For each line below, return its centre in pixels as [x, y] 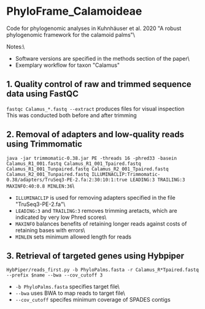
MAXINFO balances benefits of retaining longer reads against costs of [101, 223]
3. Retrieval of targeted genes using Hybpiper [95, 256]
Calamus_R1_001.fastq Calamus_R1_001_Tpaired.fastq [74, 164]
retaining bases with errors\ [50, 230]
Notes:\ [16, 47]
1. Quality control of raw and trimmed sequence [99, 84]
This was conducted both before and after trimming [72, 115]
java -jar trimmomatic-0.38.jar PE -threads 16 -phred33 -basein [91, 158]
